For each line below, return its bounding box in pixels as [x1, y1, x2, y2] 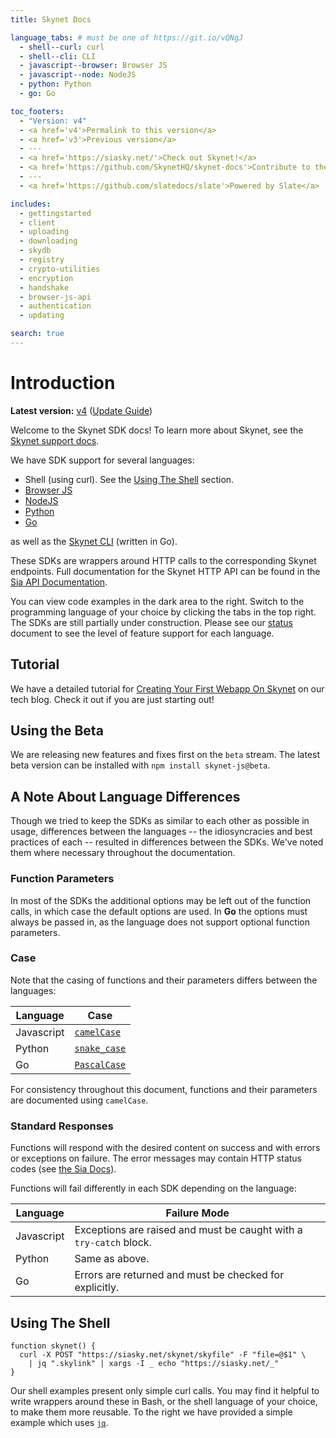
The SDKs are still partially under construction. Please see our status [10, 616, 293, 628]
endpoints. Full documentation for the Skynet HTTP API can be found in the [10, 565, 321, 577]
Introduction [10, 372, 116, 395]
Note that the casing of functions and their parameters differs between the [10, 974, 318, 986]
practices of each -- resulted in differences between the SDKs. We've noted [10, 836, 324, 848]
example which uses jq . [10, 1416, 109, 1428]
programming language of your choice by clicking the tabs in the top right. [10, 606, 317, 618]
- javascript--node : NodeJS [19, 70, 137, 80]
